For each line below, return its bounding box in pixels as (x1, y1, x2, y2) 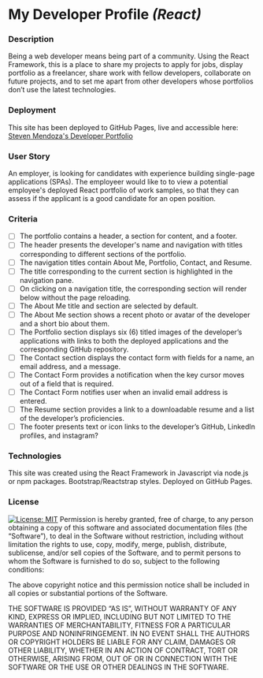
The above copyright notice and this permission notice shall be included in (8, 579, 250, 589)
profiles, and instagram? (19, 431, 98, 441)
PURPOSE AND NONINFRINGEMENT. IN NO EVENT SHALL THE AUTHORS (8, 628, 250, 638)
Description (8, 34, 54, 45)
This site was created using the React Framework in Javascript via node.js (8, 468, 249, 478)
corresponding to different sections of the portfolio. (19, 249, 187, 259)
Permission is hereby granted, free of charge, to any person (59, 514, 254, 523)
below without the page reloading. (19, 292, 131, 302)
